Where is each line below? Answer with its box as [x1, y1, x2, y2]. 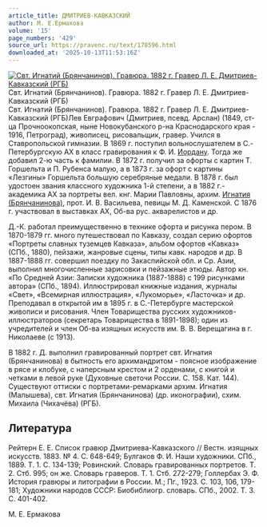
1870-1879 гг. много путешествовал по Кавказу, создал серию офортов [8, 231, 253, 240]
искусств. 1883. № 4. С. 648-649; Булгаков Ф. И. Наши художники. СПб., [8, 451, 257, 461]
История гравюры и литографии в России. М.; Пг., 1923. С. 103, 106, [8, 477, 239, 486]
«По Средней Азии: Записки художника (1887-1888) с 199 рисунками [8, 273, 245, 282]
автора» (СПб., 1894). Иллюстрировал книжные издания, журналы [8, 281, 237, 291]
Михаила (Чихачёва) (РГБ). [8, 398, 102, 408]
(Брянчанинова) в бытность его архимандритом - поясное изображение [8, 356, 257, 366]
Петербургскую [8, 147, 62, 157]
